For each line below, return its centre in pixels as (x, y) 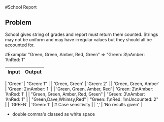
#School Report (21, 7)
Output (33, 72)
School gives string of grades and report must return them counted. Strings (82, 34)
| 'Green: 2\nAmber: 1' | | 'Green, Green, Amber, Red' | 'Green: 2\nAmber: (79, 89)
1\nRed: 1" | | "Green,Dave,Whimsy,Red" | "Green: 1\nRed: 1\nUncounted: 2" (82, 99)
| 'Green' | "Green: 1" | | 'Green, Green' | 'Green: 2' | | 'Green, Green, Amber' (82, 84)
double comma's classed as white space (53, 114)
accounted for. (20, 45)
